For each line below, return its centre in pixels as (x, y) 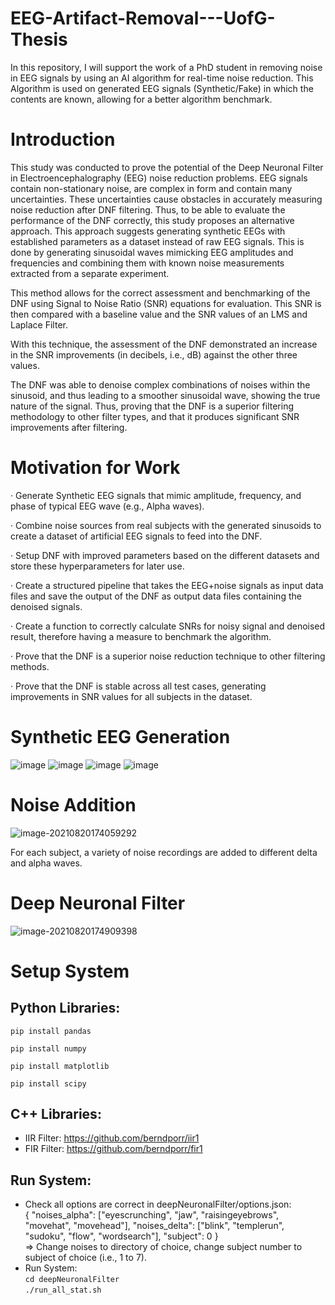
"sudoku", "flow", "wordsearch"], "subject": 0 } (121, 1236)
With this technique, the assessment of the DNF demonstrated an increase (164, 344)
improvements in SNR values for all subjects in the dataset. (131, 696)
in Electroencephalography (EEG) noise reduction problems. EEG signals (159, 178)
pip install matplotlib (60, 1066)
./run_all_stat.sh (63, 1290)
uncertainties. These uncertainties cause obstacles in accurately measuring (166, 199)
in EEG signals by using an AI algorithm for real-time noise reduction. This (162, 78)
